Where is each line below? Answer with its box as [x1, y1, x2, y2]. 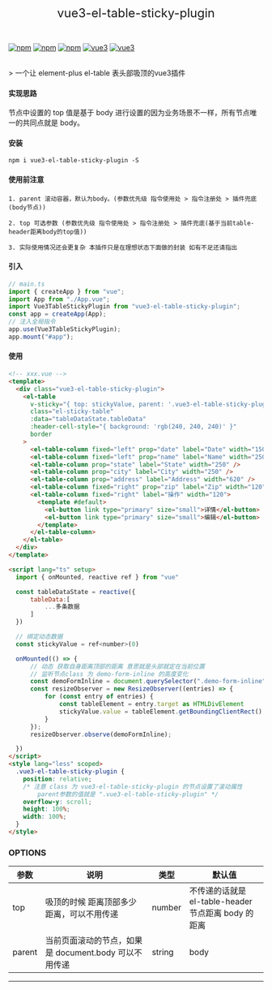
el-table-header [189, 896, 253, 907]
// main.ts [8, 280, 45, 288]
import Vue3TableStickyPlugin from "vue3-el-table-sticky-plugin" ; [8, 303, 241, 311]
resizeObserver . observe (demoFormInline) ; [29, 730, 172, 738]
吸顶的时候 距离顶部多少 [45, 897, 138, 908]
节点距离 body [189, 907, 244, 919]
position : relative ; [23, 775, 92, 783]
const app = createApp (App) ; [8, 310, 107, 318]
